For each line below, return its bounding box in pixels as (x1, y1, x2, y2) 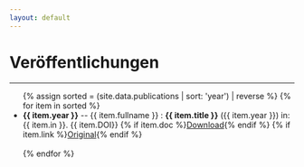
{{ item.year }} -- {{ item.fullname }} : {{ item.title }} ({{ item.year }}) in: (22, 109, 290, 120)
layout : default (9, 13, 71, 23)
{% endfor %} (22, 148, 75, 159)
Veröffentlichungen (9, 51, 160, 72)
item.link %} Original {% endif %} (22, 128, 143, 140)
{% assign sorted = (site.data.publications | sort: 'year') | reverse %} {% (22, 90, 291, 101)
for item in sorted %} (22, 100, 101, 111)
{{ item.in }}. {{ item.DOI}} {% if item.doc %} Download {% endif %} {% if (22, 119, 291, 130)
